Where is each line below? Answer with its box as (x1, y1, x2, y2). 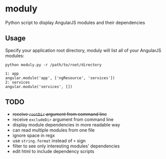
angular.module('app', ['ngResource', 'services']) (5, 75, 115, 80)
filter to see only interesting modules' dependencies (12, 143, 120, 149)
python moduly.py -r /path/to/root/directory (5, 62, 101, 67)
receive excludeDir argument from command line (12, 116, 114, 122)
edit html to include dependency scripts (12, 148, 94, 154)
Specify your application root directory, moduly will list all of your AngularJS (5, 47, 161, 53)
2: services (5, 79, 30, 85)
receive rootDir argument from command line (12, 111, 107, 117)
